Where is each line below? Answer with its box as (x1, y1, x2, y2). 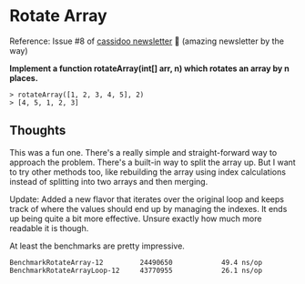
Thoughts (9, 123, 66, 138)
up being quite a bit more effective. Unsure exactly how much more (9, 213, 262, 224)
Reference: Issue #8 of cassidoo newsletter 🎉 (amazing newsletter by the (9, 35, 285, 46)
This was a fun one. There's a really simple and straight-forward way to (9, 147, 278, 157)
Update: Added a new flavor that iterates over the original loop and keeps (9, 193, 285, 205)
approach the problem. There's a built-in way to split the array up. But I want (9, 157, 296, 167)
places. (9, 72, 38, 83)
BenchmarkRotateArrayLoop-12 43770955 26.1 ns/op (9, 266, 262, 275)
